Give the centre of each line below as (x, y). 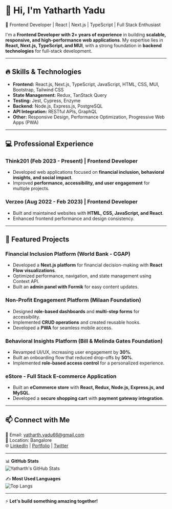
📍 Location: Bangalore (29, 440)
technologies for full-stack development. (49, 51)
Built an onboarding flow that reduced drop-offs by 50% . (73, 358)
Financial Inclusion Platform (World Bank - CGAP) (68, 254)
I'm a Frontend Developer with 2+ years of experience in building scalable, (86, 34)
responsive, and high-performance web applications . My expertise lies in (84, 40)
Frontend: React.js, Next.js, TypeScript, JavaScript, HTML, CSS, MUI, (86, 84)
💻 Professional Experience (49, 144)
